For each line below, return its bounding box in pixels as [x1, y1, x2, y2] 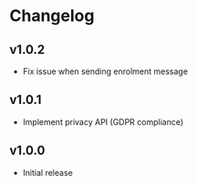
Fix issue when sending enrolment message [22, 66, 189, 77]
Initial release [22, 167, 73, 178]
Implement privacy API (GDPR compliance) [22, 116, 184, 128]
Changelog [9, 5, 95, 26]
